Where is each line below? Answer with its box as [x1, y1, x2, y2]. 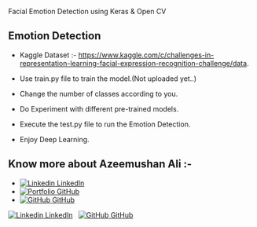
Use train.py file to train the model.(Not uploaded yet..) [19, 74, 197, 83]
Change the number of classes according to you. [19, 89, 178, 98]
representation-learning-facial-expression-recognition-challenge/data [19, 58, 248, 68]
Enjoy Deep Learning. [19, 134, 90, 144]
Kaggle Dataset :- [19, 50, 77, 60]
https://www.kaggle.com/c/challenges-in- [78, 50, 215, 60]
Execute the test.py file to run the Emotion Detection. [19, 119, 191, 129]
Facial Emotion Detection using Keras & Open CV [8, 7, 167, 16]
